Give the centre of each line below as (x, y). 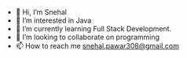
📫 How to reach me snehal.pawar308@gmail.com (97, 46)
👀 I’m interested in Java (53, 20)
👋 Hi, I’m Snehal (41, 12)
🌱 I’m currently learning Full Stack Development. (93, 29)
